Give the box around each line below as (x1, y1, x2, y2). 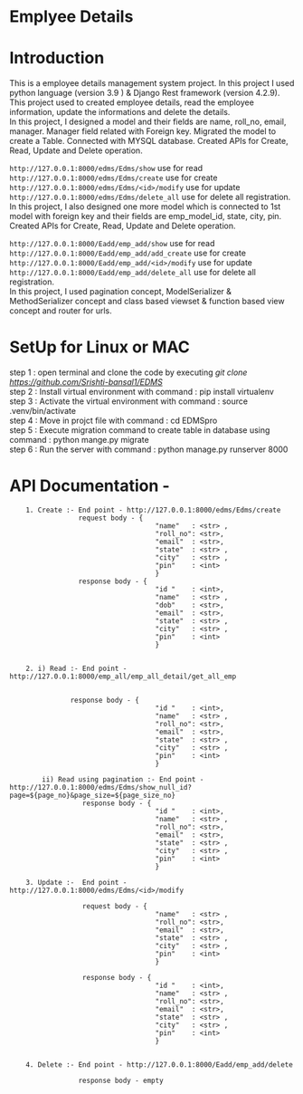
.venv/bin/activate (9, 406, 77, 417)
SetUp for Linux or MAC (9, 337, 190, 358)
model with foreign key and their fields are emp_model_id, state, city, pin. (9, 211, 282, 222)
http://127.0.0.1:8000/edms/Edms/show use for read (9, 163, 204, 174)
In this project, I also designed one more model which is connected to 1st (9, 201, 281, 212)
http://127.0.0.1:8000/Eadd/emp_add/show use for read (9, 238, 215, 249)
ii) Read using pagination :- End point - (42, 775, 204, 784)
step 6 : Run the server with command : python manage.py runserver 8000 (9, 444, 289, 455)
